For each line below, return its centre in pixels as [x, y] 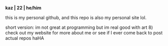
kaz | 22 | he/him [23, 8]
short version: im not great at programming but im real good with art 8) [79, 27]
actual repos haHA [25, 38]
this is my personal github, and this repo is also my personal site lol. [76, 17]
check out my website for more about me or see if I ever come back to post [84, 33]
